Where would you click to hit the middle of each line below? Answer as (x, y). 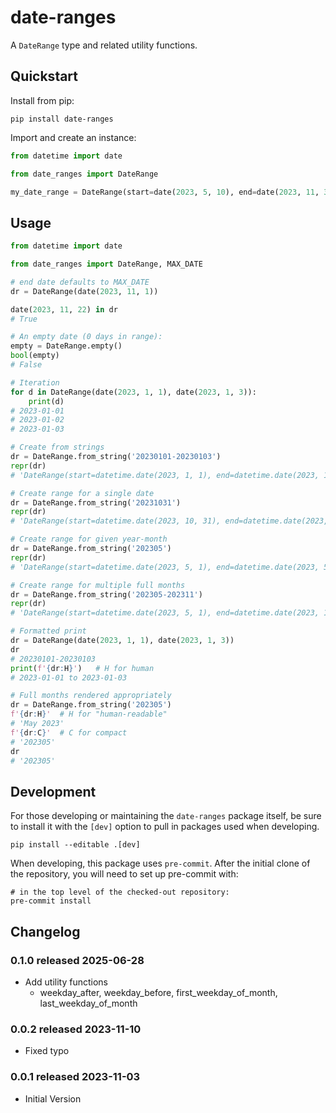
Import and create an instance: (73, 137)
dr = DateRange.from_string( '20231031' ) (96, 502)
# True (24, 319)
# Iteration (35, 382)
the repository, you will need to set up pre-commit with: (124, 874)
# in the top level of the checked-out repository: (120, 892)
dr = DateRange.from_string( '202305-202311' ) (106, 594)
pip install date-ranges (62, 119)
